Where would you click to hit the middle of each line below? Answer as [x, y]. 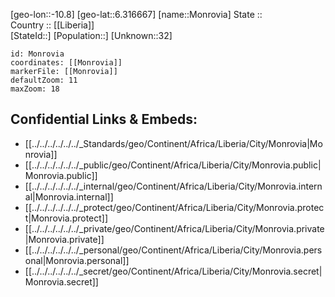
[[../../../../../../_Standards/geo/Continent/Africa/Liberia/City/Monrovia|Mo [173, 143]
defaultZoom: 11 [44, 80]
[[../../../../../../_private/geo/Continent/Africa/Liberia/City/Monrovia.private [174, 228]
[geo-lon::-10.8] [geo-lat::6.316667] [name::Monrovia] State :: [136, 14]
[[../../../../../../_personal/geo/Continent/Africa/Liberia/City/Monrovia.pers [173, 250]
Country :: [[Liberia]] [52, 25]
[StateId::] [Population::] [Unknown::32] [91, 35]
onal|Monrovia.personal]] [77, 260]
